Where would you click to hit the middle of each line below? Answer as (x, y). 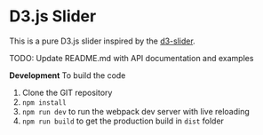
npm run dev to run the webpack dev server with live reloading (136, 111)
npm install (44, 103)
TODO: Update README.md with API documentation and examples (131, 58)
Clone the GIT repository (67, 92)
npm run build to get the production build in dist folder (123, 121)
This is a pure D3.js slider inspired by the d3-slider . (102, 41)
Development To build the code (68, 75)
